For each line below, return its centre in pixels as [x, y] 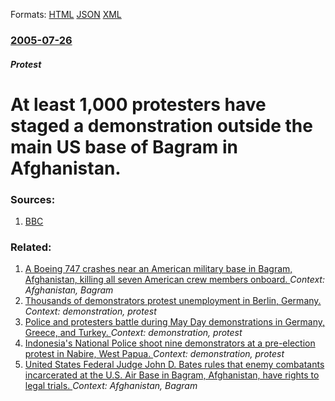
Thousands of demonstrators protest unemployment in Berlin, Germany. [173, 301]
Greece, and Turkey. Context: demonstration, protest [133, 333]
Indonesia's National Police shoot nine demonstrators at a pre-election [170, 343]
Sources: [33, 199]
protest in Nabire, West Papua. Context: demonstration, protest [154, 354]
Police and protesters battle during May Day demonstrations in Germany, [175, 322]
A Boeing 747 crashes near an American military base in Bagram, [158, 269]
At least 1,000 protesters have [138, 104]
